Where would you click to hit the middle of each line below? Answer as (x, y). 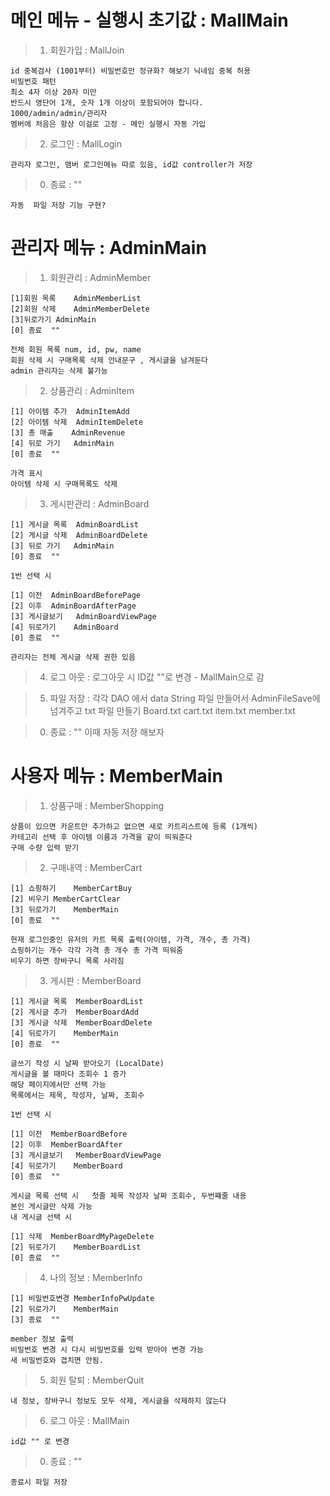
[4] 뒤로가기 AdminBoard (64, 627)
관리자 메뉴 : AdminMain (108, 248)
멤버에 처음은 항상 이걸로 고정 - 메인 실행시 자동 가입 (108, 124)
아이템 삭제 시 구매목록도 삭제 (64, 484)
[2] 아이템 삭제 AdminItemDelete (77, 422)
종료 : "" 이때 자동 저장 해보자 (107, 732)
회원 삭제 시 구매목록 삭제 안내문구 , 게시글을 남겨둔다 (109, 360)
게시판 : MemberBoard (95, 980)
